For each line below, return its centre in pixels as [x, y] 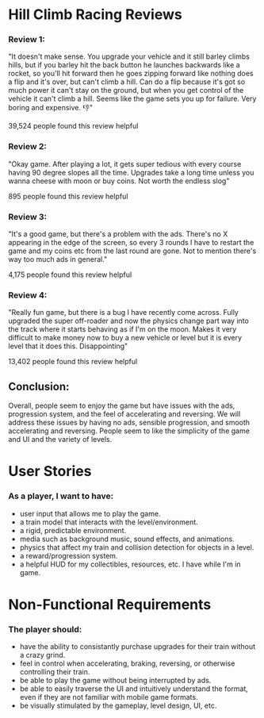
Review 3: [28, 217]
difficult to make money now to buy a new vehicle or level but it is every [125, 338]
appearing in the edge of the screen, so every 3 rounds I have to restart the [131, 243]
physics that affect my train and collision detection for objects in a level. [137, 547]
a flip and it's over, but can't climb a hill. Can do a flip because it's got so [127, 82]
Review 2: [28, 147]
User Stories [50, 472]
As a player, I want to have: [61, 496]
